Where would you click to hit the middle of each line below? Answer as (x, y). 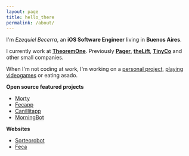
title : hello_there (30, 17)
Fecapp (24, 105)
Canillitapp (28, 111)
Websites (18, 129)
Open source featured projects (45, 87)
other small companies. (35, 58)
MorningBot (29, 117)
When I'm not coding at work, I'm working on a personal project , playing (95, 69)
